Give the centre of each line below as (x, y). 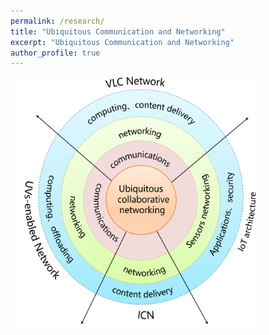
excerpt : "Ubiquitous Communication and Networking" (122, 42)
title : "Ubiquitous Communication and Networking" (118, 31)
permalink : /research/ (57, 21)
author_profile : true (55, 53)
